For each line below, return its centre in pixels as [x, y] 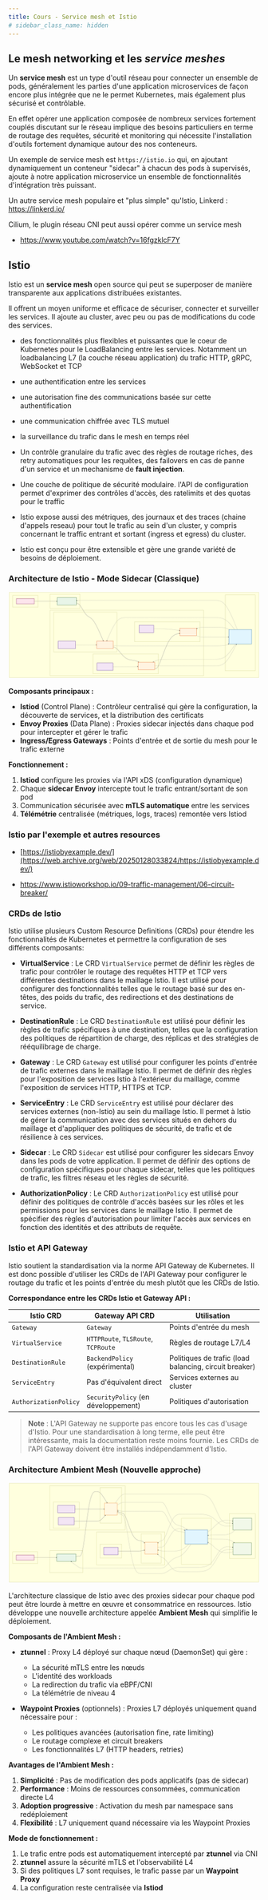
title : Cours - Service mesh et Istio [73, 17]
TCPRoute [101, 1347]
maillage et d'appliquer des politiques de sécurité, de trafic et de [126, 1128]
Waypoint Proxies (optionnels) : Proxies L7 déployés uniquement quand [138, 1708]
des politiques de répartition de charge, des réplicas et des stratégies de [139, 1038]
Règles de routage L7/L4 [210, 1343]
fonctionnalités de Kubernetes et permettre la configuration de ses [118, 939]
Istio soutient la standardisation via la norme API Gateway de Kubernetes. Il [132, 1265]
